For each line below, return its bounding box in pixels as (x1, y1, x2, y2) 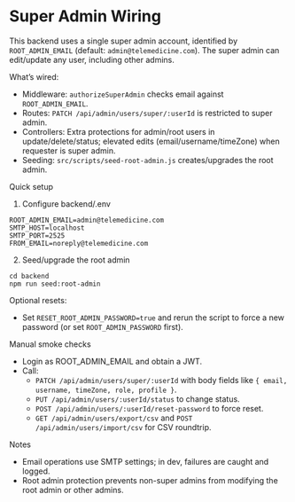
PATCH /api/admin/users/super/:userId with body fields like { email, (35, 374, 288, 385)
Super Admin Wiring (9, 6, 162, 27)
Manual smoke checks (9, 339, 91, 349)
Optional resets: (9, 294, 67, 305)
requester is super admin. (21, 145, 116, 156)
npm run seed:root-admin (9, 279, 101, 288)
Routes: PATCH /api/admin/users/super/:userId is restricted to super (21, 107, 273, 118)
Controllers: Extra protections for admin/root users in (21, 126, 215, 137)
